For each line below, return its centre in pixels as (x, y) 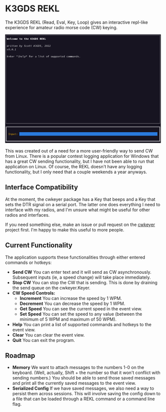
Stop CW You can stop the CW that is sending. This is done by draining (85, 282)
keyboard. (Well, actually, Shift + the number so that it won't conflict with (86, 373)
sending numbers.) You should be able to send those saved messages (84, 378)
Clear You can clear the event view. (48, 335)
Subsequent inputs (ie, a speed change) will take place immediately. (82, 277)
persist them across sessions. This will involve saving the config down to (86, 394)
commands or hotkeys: (28, 262)
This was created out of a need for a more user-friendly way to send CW (79, 151)
